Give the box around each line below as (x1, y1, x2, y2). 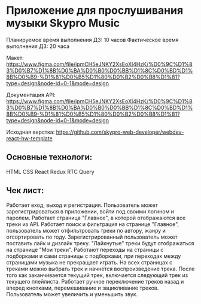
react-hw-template (6, 134, 53, 142)
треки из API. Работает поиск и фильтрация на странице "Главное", (6, 220, 179, 228)
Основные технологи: (6, 152, 93, 162)
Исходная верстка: (6, 128, 55, 136)
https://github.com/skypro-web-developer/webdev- (56, 128, 184, 136)
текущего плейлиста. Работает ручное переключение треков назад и (6, 278, 184, 285)
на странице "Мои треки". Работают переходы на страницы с (6, 246, 164, 253)
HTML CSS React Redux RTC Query (6, 168, 95, 175)
